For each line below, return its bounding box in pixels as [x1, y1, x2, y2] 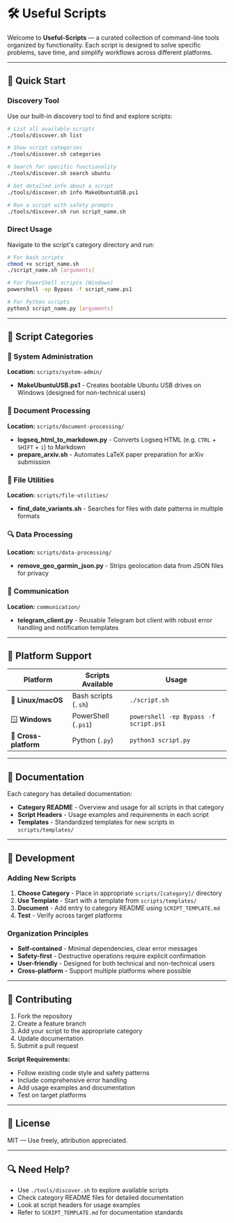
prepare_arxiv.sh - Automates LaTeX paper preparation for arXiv [17, 450, 204, 458]
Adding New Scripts [7, 873, 77, 883]
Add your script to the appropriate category [17, 1027, 143, 1035]
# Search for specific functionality [7, 163, 117, 171]
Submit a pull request [17, 1042, 79, 1050]
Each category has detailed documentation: [7, 790, 132, 798]
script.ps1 [130, 720, 166, 728]
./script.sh [130, 696, 169, 705]
